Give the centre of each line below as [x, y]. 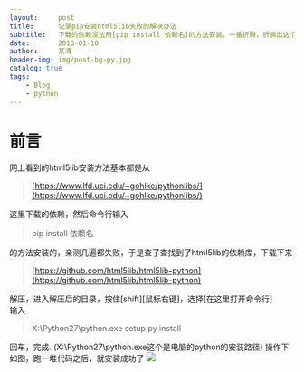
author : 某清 [41, 52]
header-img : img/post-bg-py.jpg [70, 60]
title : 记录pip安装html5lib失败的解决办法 [93, 26]
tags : [19, 77]
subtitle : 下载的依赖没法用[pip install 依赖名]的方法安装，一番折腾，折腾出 [146, 34]
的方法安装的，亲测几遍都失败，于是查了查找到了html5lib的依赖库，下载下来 [151, 253]
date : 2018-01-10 [54, 43]
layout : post [42, 18]
